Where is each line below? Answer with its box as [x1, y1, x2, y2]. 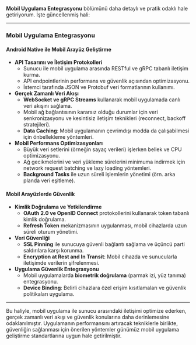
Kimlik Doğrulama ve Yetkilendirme [14, 203, 102, 210]
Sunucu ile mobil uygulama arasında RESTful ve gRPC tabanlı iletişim [23, 65, 188, 72]
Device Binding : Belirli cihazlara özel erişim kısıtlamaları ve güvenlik [23, 284, 187, 292]
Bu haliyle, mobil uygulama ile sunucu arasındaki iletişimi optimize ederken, [6, 308, 187, 315]
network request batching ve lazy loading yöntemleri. [23, 165, 152, 172]
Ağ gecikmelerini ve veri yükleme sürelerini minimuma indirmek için [23, 158, 185, 166]
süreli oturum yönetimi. [23, 228, 79, 235]
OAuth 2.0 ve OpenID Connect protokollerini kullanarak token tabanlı [23, 210, 190, 217]
